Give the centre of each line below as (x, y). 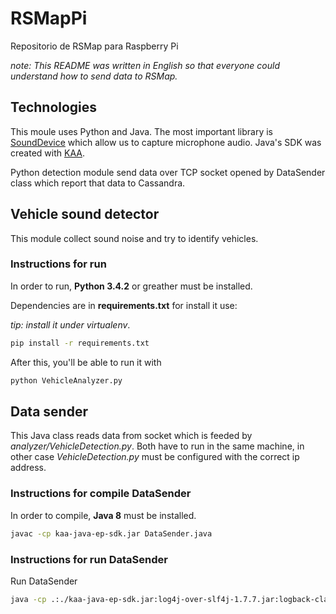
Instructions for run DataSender (89, 559)
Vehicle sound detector (85, 214)
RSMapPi (49, 18)
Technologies (54, 107)
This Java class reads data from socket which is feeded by (131, 436)
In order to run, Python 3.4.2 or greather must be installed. (131, 286)
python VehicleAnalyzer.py (66, 380)
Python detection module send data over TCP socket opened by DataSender (168, 172)
